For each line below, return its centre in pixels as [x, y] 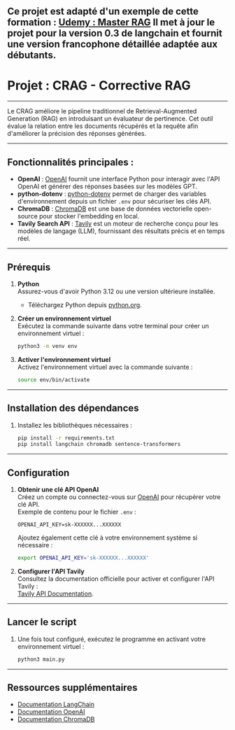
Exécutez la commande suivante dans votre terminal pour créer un [113, 325]
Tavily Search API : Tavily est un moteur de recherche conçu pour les [118, 224]
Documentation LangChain [56, 704]
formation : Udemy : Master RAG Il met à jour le [111, 23]
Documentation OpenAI [51, 712]
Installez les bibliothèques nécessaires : [75, 425]
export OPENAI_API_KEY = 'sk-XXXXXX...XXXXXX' [83, 558]
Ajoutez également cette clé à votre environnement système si [107, 538]
